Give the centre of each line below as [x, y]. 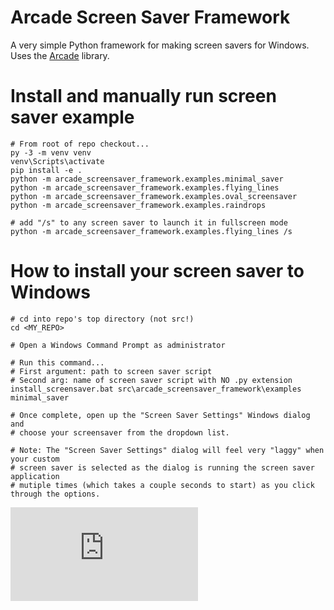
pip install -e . [46, 170]
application [35, 476]
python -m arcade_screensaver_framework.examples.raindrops [138, 205]
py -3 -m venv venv [51, 152]
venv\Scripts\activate [57, 161]
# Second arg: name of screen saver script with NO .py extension [151, 380]
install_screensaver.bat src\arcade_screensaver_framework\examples [156, 389]
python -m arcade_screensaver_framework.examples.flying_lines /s [151, 231]
